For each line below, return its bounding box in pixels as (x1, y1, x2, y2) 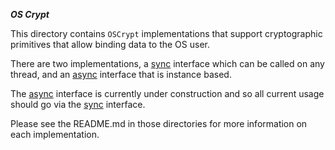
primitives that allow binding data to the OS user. (10, 39, 210, 50)
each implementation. (10, 129, 100, 140)
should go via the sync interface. (10, 99, 146, 110)
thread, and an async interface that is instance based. (10, 69, 232, 80)
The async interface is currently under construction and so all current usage (10, 88, 325, 99)
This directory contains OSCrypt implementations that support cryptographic (10, 28, 323, 39)
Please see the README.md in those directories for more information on (10, 118, 308, 129)
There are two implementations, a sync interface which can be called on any (10, 58, 325, 69)
